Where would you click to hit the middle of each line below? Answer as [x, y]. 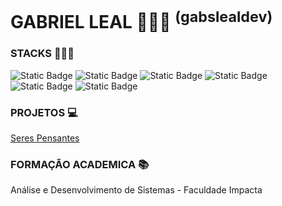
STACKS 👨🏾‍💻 [42, 54]
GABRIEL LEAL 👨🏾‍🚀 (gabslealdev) [141, 20]
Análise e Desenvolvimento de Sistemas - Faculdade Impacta [136, 190]
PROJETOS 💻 [44, 112]
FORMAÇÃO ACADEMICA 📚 [80, 165]
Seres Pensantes [45, 138]
